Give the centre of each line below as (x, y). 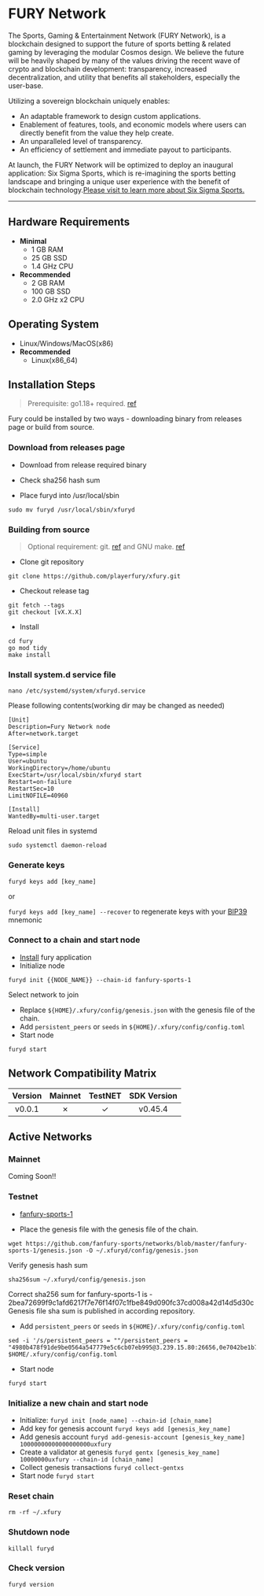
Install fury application (55, 957)
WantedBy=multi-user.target (54, 816)
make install (29, 655)
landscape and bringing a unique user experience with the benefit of (119, 181)
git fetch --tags (37, 605)
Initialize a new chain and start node (79, 1403)
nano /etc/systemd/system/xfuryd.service (77, 691)
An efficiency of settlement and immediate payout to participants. (125, 150)
